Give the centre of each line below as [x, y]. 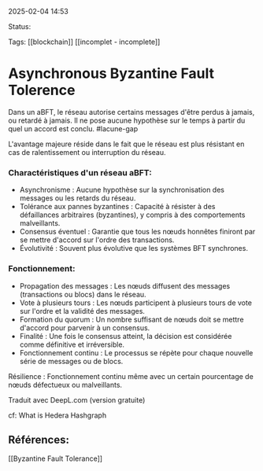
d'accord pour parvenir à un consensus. [85, 327]
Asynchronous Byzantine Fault [111, 74]
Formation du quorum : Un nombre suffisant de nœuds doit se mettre [131, 319]
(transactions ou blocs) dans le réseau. [83, 294]
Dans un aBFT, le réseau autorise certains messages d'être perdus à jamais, [131, 112]
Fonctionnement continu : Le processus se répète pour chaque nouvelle [136, 352]
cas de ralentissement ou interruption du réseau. [87, 152]
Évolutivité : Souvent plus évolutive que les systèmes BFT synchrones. [133, 248]
